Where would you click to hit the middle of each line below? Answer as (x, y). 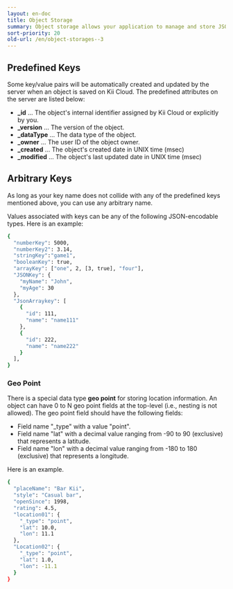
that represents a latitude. (54, 441)
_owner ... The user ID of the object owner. (78, 142)
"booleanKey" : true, (43, 262)
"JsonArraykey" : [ (40, 301)
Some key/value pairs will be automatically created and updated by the (108, 84)
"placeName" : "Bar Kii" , (49, 489)
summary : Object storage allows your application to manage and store (111, 26)
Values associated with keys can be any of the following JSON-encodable (113, 216)
